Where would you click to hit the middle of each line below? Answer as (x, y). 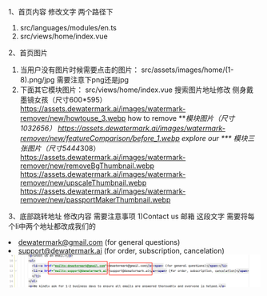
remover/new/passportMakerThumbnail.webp (95, 200)
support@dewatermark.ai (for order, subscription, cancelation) (122, 251)
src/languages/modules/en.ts (68, 28)
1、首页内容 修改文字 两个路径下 (61, 12)
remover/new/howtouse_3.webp (73, 118)
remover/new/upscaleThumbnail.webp (83, 183)
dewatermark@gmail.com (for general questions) (100, 242)
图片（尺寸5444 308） (64, 148)
